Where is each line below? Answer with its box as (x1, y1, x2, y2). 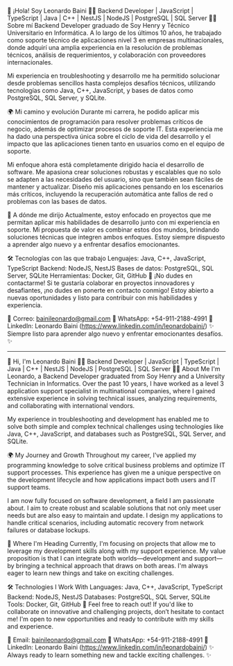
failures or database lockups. (7, 526, 90, 534)
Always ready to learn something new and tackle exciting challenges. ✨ (7, 651, 212, 659)
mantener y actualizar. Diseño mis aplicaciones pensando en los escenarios (7, 182, 224, 191)
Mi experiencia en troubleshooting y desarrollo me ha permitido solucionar (7, 71, 221, 80)
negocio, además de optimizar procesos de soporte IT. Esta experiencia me (7, 125, 223, 133)
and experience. (7, 622, 54, 631)
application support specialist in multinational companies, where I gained (7, 387, 216, 395)
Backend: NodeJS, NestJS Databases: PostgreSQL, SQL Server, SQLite (7, 593, 210, 601)
